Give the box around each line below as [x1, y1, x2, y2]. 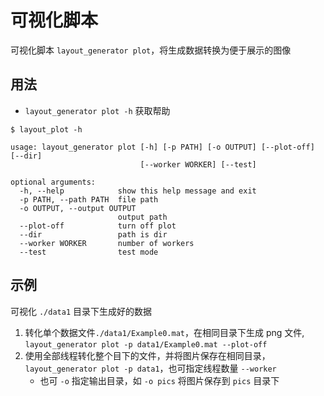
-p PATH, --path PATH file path [19, 194, 159, 205]
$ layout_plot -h [10, 124, 83, 135]
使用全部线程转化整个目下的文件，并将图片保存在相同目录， [24, 349, 271, 361]
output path [117, 212, 168, 222]
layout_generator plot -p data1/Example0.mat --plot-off [24, 339, 268, 350]
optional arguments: [10, 177, 97, 187]
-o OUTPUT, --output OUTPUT [19, 203, 137, 213]
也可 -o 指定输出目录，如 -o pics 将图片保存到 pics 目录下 [39, 374, 280, 386]
